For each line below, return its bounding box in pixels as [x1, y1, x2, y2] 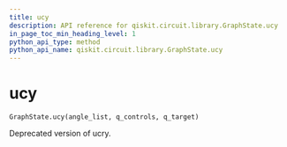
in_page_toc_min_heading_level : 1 [9, 29, 137, 38]
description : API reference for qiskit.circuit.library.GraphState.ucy [9, 21, 278, 30]
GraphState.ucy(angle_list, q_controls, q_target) [9, 113, 200, 121]
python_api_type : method [9, 37, 101, 47]
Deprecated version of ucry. [9, 129, 112, 139]
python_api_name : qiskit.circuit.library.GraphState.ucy [9, 46, 223, 55]
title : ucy [9, 12, 49, 22]
